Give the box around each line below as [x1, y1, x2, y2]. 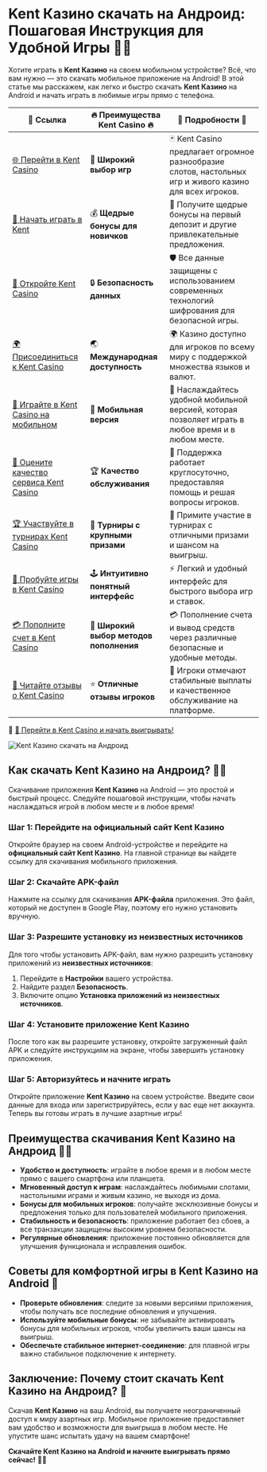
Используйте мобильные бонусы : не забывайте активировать [19, 1315, 236, 1325]
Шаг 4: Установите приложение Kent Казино [8, 1019, 190, 1030]
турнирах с [169, 519, 213, 530]
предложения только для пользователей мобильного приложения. [19, 1208, 248, 1217]
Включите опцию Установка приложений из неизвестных [19, 990, 220, 1000]
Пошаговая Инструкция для [8, 22, 204, 40]
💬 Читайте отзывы [12, 679, 82, 691]
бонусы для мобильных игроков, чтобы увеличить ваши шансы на [19, 1323, 246, 1333]
